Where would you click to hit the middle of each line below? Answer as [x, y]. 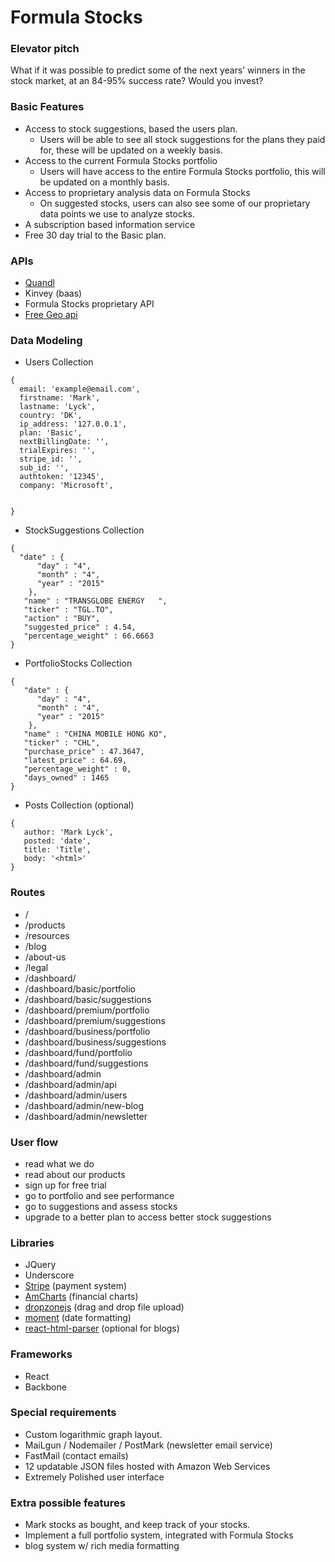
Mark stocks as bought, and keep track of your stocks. [137, 1525]
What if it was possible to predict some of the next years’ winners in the [158, 70]
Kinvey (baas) [53, 293]
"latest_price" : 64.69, [75, 761]
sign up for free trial [65, 1185]
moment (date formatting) [78, 1318]
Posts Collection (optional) [79, 805]
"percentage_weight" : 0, [77, 769]
